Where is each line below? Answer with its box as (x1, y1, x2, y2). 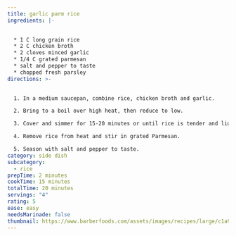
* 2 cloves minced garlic (13, 49, 90, 56)
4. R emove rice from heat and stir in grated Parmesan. (13, 133, 181, 140)
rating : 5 (7, 198, 37, 205)
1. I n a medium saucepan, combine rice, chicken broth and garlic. (13, 94, 216, 102)
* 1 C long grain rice (13, 36, 80, 43)
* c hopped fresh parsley (13, 68, 86, 76)
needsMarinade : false (7, 211, 71, 218)
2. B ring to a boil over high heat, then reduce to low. (13, 107, 184, 115)
